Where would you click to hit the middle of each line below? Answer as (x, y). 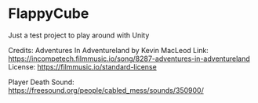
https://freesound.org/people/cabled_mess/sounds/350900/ (106, 90)
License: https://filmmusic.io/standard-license (82, 66)
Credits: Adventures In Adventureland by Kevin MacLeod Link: (109, 50)
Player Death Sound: (41, 82)
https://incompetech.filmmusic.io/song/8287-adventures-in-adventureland (129, 59)
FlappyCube (49, 14)
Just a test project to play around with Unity (79, 35)
